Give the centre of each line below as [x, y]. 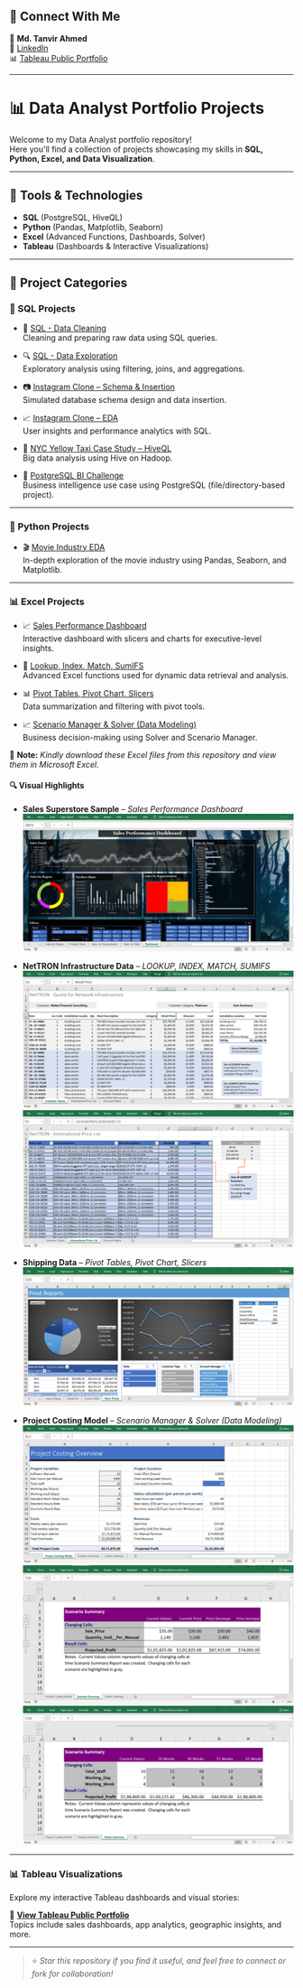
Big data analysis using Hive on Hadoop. [97, 458]
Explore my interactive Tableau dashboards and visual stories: [125, 1897]
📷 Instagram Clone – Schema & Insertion [99, 387]
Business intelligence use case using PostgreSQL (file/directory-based [154, 485]
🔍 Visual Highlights [47, 786]
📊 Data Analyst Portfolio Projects [137, 108]
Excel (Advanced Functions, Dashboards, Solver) [114, 237]
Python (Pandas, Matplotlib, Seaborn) [93, 227]
